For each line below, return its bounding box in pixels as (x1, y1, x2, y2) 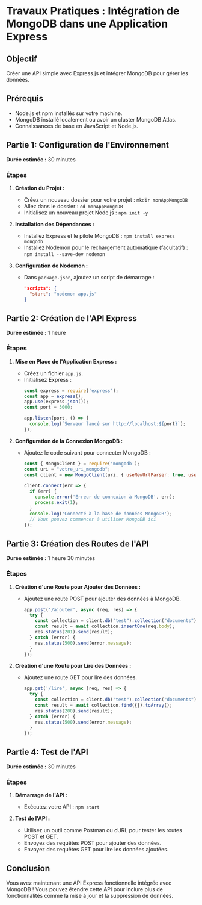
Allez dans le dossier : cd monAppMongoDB (23, 202, 123, 210)
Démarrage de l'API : (14, 792, 68, 799)
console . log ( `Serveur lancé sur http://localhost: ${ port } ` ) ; (29, 421, 186, 427)
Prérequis (6, 93, 44, 104)
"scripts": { (23, 285, 57, 291)
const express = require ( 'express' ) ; (23, 387, 119, 394)
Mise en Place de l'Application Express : (14, 358, 117, 365)
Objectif (6, 54, 37, 64)
